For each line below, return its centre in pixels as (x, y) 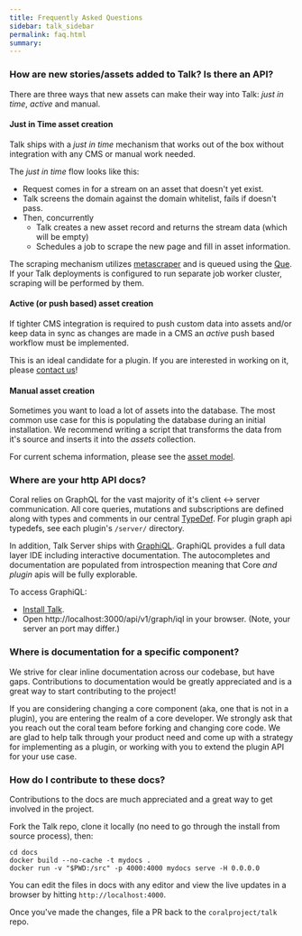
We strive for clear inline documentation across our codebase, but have (142, 672)
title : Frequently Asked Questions (76, 18)
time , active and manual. (55, 104)
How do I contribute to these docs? (87, 779)
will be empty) (62, 236)
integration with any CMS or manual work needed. (102, 153)
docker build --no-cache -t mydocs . (80, 861)
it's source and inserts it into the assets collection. (103, 439)
